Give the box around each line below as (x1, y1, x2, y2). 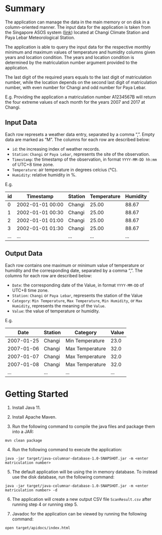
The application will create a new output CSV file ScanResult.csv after (12, 496, 152, 502)
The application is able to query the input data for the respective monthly (5, 44, 151, 50)
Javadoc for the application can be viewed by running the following (12, 511, 147, 516)
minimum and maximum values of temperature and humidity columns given (5, 49, 156, 55)
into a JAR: (12, 428, 34, 434)
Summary (5, 3, 45, 14)
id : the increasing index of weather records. (12, 146, 100, 152)
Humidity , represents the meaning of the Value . (12, 303, 106, 308)
